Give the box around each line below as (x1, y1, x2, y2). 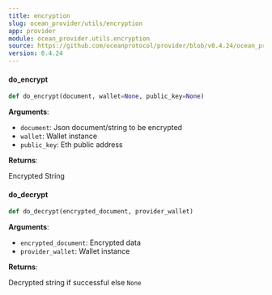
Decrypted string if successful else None (8, 278, 142, 288)
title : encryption (8, 11, 70, 20)
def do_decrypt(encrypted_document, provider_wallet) (8, 208, 194, 216)
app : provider (8, 27, 57, 35)
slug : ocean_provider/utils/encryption (8, 19, 143, 27)
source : (8, 42, 35, 50)
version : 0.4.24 (8, 49, 63, 57)
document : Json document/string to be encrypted (19, 123, 183, 133)
